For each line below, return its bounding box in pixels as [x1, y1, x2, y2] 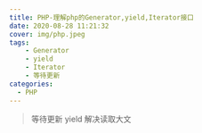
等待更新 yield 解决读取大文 [30, 113, 132, 124]
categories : [9, 79, 53, 88]
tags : [9, 37, 29, 47]
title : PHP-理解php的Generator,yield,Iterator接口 [9, 12, 194, 22]
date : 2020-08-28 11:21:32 [9, 21, 109, 30]
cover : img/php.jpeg [9, 29, 86, 38]
